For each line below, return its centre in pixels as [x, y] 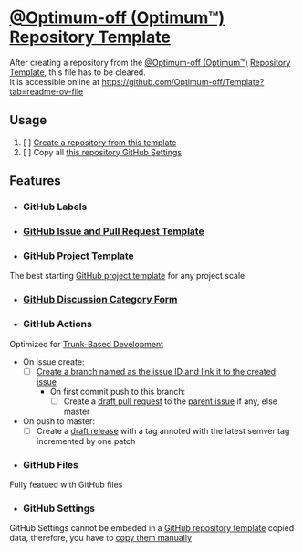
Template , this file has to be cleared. [78, 72]
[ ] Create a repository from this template [99, 142]
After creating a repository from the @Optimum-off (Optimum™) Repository [150, 62]
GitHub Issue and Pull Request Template [113, 231]
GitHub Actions [57, 324]
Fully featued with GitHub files [66, 484]
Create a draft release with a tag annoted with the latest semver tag [163, 430]
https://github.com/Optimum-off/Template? [183, 81]
